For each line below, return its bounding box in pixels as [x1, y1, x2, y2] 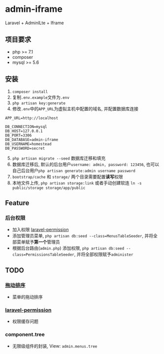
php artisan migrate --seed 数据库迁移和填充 [12, 155, 106, 161]
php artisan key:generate [12, 100, 66, 106]
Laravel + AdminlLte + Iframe [5, 20, 64, 26]
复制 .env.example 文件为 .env [12, 94, 70, 100]
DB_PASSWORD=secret [5, 146, 45, 151]
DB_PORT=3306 [5, 133, 32, 138]
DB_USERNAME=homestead [5, 141, 52, 146]
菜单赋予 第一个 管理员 [16, 239, 60, 245]
